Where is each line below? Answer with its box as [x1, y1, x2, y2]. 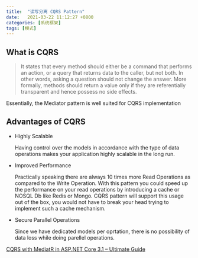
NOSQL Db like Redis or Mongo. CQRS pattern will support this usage [14, 192, 184, 199]
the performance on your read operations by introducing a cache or [14, 186, 180, 193]
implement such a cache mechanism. [14, 205, 106, 212]
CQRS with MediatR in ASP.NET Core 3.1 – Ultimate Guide [6, 246, 146, 253]
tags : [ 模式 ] [6, 25, 37, 31]
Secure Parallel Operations [14, 216, 80, 223]
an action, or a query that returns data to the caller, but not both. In [20, 69, 183, 77]
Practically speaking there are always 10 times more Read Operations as [14, 173, 191, 180]
